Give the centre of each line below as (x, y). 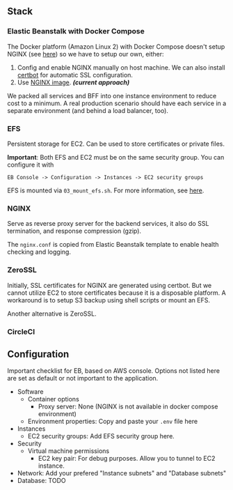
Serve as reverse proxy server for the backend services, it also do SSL (108, 224)
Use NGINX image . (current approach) (73, 82)
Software (30, 392)
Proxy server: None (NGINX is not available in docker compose (128, 406)
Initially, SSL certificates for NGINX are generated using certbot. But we (110, 285)
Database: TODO (41, 481)
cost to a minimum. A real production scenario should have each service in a (117, 103)
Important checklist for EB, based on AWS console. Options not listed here (114, 371)
